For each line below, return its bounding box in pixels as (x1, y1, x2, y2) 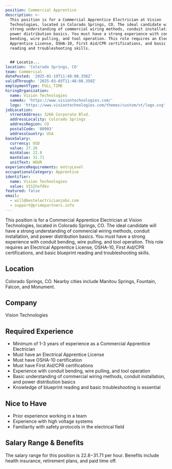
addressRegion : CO (10, 122, 50, 127)
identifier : (5, 174, 31, 179)
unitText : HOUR (10, 160, 42, 165)
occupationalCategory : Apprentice (5, 169, 79, 175)
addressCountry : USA (10, 131, 54, 136)
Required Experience (5, 327, 74, 335)
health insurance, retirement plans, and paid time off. (5, 458, 117, 464)
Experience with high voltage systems (12, 418, 93, 424)
